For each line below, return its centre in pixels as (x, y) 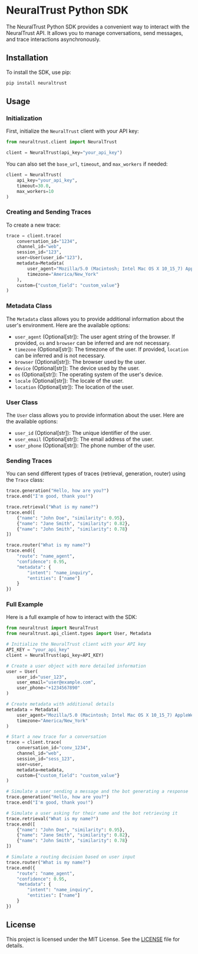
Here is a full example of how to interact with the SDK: (72, 617)
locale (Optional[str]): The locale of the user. (69, 381)
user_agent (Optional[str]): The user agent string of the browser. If (95, 336)
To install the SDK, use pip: (39, 72)
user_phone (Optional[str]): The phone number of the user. (85, 445)
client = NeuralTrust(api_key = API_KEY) (55, 655)
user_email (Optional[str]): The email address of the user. (84, 439)
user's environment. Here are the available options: (68, 325)
